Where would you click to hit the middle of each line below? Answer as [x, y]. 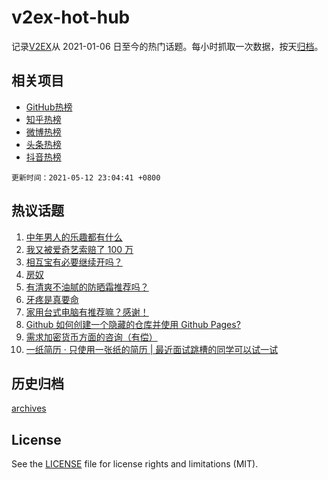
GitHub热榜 [49, 107]
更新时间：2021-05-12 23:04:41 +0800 [86, 177]
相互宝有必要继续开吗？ [74, 262]
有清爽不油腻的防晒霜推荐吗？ [87, 287]
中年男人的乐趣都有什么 [74, 237]
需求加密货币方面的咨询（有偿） [91, 337]
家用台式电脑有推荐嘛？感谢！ [87, 312]
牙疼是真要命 [52, 299]
